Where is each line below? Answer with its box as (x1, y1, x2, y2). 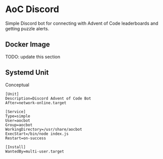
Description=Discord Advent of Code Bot (5, 96, 92, 101)
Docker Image (5, 40, 50, 49)
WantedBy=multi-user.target (5, 149, 65, 154)
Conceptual (5, 82, 29, 88)
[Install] (5, 144, 26, 149)
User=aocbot (5, 118, 30, 123)
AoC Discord (5, 4, 60, 15)
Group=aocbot (5, 122, 33, 127)
